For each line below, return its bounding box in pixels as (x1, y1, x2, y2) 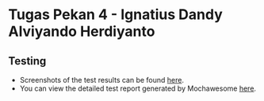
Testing (8, 54, 47, 68)
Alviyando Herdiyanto (8, 22, 155, 41)
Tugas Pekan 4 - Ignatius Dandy (8, 6, 224, 24)
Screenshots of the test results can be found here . (19, 76, 185, 84)
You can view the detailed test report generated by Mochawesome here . (19, 84, 256, 93)
